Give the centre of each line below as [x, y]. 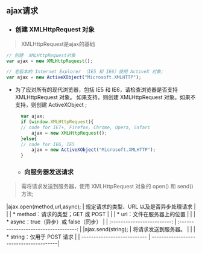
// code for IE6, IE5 [48, 144]
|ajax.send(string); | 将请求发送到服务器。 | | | [139, 229]
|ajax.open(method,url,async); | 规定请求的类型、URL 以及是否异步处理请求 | [101, 207]
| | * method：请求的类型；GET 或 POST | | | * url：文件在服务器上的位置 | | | [101, 214]
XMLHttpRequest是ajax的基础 [58, 43]
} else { [29, 139]
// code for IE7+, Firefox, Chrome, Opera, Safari [86, 127]
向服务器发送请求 [49, 172]
